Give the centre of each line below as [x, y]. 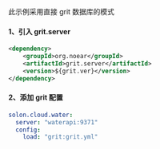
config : [28, 130]
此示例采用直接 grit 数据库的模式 [61, 12]
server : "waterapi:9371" [57, 122]
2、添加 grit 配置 [36, 97]
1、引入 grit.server [39, 31]
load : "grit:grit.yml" [60, 137]
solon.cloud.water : [41, 115]
